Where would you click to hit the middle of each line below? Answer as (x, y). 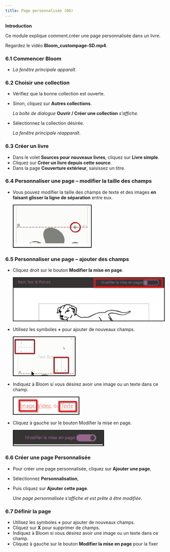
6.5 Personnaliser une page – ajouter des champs (67, 259)
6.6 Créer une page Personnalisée (48, 458)
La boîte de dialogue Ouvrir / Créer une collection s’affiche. (75, 114)
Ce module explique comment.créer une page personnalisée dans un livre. (83, 35)
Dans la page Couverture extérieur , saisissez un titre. (69, 168)
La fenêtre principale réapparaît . (47, 133)
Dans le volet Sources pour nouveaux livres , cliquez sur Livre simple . (86, 157)
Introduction (18, 26)
